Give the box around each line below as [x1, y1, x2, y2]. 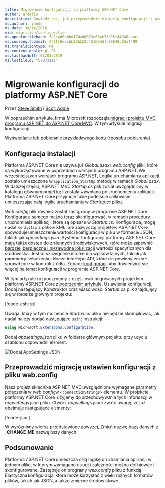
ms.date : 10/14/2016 [5, 26, 48, 31]
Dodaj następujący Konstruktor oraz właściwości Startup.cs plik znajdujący [5, 286, 157, 292]
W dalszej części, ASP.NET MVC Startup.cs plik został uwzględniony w [5, 183, 149, 189]
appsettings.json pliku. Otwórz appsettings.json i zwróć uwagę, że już [5, 399, 146, 405]
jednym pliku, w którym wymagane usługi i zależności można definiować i [5, 461, 155, 468]
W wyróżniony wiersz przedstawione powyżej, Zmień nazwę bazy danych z [5, 424, 159, 430]
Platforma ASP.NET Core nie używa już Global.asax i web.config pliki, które [5, 163, 158, 168]
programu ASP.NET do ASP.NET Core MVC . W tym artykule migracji [5, 120, 143, 126]
